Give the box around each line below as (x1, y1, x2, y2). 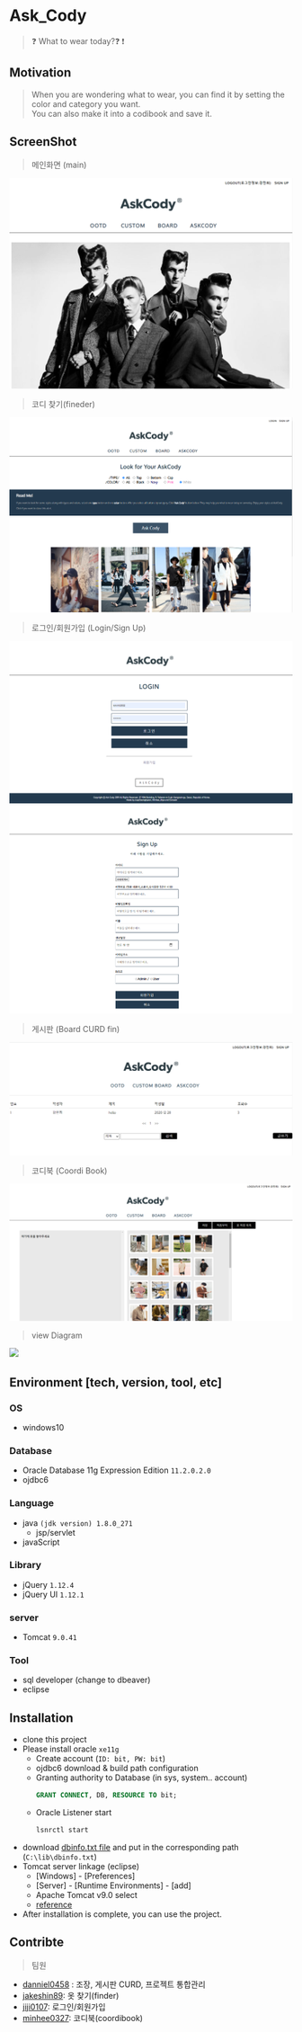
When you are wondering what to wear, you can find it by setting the (31, 89, 285, 100)
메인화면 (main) (31, 159, 87, 170)
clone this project (22, 1734, 87, 1745)
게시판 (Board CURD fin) (31, 1023, 120, 1034)
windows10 (22, 1422, 65, 1432)
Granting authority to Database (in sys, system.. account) (35, 1772, 248, 1783)
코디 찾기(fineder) (31, 399, 96, 410)
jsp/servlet (35, 1527, 76, 1537)
